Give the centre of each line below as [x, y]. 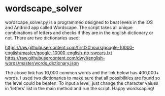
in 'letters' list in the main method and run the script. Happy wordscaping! [80, 88]
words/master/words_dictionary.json [42, 63]
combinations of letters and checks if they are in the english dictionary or [79, 32]
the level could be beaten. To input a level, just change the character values [82, 83]
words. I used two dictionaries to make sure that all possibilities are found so [83, 78]
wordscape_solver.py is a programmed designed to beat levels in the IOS [79, 22]
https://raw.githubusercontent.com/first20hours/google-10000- [70, 47]
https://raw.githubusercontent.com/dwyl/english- [55, 58]
